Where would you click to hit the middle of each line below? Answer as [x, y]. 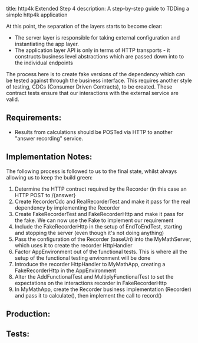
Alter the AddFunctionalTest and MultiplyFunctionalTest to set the [94, 276]
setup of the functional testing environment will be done [82, 258]
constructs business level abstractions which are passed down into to [99, 56]
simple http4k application [37, 15]
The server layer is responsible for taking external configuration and [97, 37]
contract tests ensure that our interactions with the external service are [92, 93]
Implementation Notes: [49, 157]
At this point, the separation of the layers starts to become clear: [84, 26]
